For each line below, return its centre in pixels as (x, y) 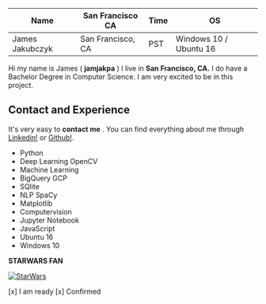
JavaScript (37, 228)
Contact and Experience (69, 110)
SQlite (29, 186)
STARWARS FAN (36, 260)
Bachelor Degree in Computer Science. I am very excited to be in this (121, 77)
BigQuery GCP (43, 178)
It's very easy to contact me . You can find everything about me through (126, 129)
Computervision (46, 211)
